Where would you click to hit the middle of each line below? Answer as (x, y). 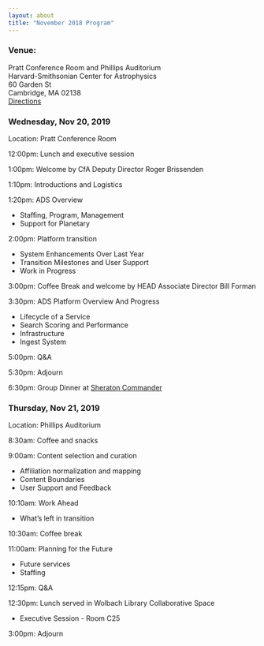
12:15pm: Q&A (31, 588)
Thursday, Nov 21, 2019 (54, 409)
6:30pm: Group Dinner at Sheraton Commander (86, 388)
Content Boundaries (52, 480)
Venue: (22, 50)
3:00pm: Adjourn (36, 634)
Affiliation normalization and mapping (80, 471)
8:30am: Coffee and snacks (53, 441)
